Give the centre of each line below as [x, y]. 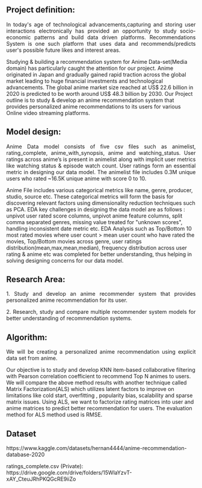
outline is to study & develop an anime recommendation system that [90, 100]
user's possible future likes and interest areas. [63, 50]
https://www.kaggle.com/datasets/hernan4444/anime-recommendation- [97, 448]
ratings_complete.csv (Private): [45, 466]
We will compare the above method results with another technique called [97, 383]
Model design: [34, 132]
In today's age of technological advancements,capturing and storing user [101, 24]
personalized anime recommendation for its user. [67, 300]
